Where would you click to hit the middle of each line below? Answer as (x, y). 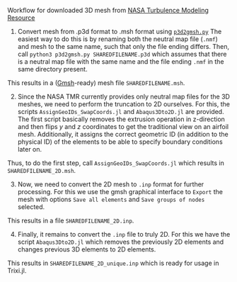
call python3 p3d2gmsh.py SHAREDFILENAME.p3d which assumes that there (122, 54)
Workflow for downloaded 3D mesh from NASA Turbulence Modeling (108, 10)
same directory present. (52, 69)
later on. (30, 149)
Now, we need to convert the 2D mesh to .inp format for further (111, 184)
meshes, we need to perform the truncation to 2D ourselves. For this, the (123, 104)
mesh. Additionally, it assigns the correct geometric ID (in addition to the (123, 134)
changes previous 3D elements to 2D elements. (87, 249)
